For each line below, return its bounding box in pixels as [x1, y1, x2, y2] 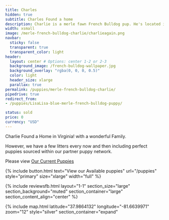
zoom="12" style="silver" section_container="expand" [5, 208, 118, 214]
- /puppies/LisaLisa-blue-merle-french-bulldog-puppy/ [5, 101, 123, 106]
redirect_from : [5, 96, 37, 101]
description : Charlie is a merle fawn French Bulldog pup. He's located [5, 21, 161, 27]
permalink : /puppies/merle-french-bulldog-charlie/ [5, 87, 116, 92]
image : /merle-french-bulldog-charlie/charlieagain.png [5, 31, 125, 36]
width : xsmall [5, 26, 35, 31]
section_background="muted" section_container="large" [5, 188, 123, 194]
